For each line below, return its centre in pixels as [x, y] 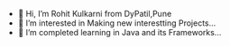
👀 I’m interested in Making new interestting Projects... [117, 23]
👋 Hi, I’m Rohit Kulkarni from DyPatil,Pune [95, 14]
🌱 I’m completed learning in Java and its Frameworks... [120, 32]
